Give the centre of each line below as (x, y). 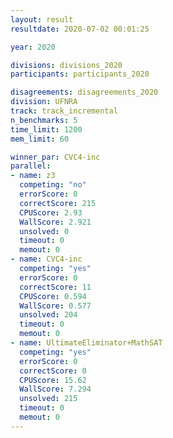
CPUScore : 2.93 (51, 212)
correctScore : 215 (58, 203)
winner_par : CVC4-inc (55, 157)
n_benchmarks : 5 (44, 120)
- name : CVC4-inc (46, 259)
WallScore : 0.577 (55, 306)
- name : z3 (33, 176)
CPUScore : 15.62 (53, 380)
